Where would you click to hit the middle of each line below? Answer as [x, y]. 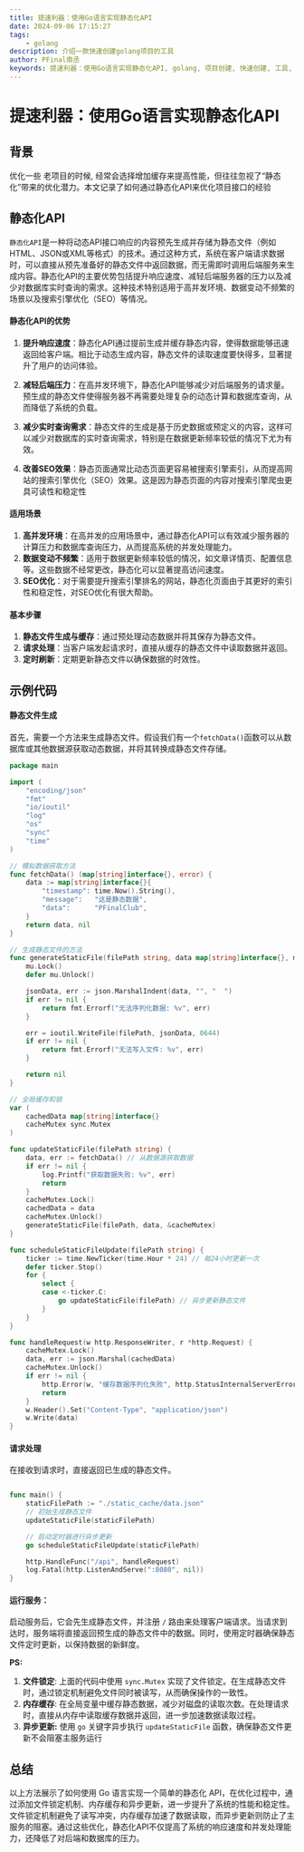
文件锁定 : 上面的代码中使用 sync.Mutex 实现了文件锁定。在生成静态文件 [154, 1682]
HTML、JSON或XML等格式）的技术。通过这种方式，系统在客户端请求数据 [147, 253]
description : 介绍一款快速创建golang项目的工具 [92, 52]
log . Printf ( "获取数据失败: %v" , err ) [109, 1175]
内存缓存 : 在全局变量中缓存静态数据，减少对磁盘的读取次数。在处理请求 [156, 1704]
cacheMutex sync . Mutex [68, 1125]
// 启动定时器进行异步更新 [69, 1537]
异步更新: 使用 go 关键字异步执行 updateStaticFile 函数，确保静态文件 [153, 1727]
